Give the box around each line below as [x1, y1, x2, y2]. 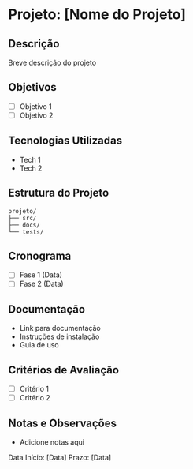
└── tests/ [8, 227, 44, 236]
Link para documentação [19, 324, 101, 333]
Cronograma [8, 249, 72, 262]
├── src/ [8, 214, 37, 222]
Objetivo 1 [19, 101, 53, 111]
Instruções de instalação [19, 332, 100, 341]
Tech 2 [19, 163, 43, 173]
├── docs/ [8, 221, 41, 229]
